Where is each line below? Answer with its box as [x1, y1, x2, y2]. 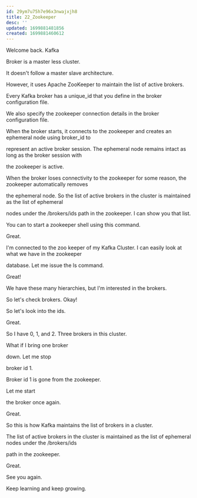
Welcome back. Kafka [6, 47, 59, 54]
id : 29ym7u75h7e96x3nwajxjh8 [6, 8, 78, 15]
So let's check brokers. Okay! [6, 296, 78, 304]
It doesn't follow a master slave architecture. [6, 70, 113, 77]
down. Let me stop [6, 353, 52, 360]
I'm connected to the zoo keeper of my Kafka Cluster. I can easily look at [6, 244, 182, 251]
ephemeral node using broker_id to [6, 134, 91, 141]
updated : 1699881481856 [6, 25, 65, 31]
